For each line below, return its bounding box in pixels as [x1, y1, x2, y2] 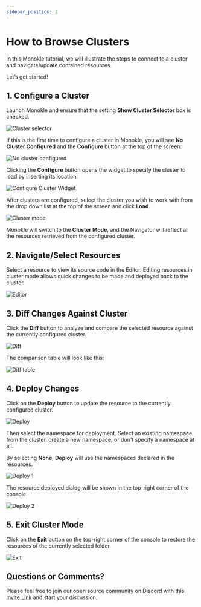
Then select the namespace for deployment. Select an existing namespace [6, 429, 193, 436]
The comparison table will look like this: [6, 355, 104, 361]
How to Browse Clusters [6, 34, 130, 48]
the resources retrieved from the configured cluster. [6, 232, 136, 240]
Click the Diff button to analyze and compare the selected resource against [6, 324, 193, 332]
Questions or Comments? [6, 571, 104, 582]
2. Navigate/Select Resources [6, 250, 121, 260]
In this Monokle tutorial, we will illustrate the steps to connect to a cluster [6, 55, 188, 62]
